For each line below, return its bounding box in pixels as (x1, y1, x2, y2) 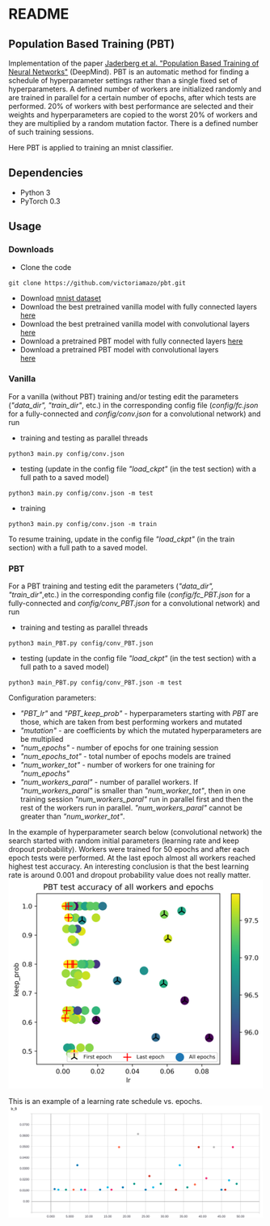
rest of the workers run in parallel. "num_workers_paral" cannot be (19, 803, 243, 813)
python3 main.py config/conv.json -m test (8, 489, 154, 497)
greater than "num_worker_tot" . (19, 811, 125, 821)
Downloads (8, 244, 54, 255)
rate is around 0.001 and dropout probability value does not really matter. (8, 870, 251, 880)
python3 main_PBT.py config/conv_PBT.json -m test (8, 679, 183, 687)
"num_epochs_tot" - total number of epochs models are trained (19, 752, 231, 761)
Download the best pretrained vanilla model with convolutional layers (19, 318, 251, 328)
